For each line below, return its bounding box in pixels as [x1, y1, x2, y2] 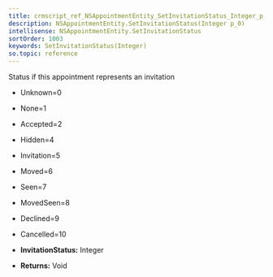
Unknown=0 [19, 88, 63, 97]
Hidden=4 [19, 135, 54, 145]
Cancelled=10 [19, 229, 67, 239]
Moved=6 [19, 167, 53, 175]
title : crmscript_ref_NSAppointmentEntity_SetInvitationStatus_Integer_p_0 [8, 11, 271, 20]
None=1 [19, 103, 47, 113]
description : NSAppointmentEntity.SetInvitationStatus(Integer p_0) [8, 19, 245, 28]
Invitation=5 [19, 151, 61, 160]
